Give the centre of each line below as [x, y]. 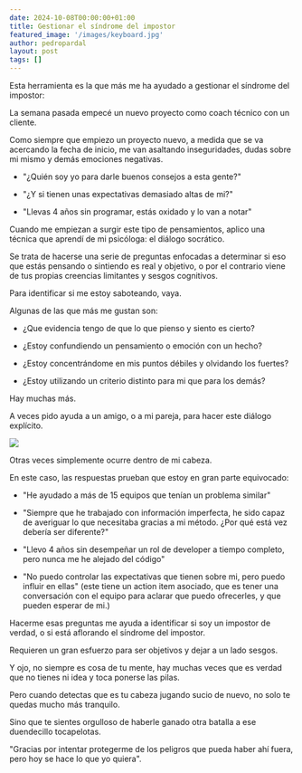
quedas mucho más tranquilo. [65, 704]
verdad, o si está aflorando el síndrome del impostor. [108, 633]
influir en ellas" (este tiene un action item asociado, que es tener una [150, 586]
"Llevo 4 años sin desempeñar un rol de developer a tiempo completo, [153, 549]
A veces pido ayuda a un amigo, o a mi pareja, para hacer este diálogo [141, 416]
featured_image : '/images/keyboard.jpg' [87, 34]
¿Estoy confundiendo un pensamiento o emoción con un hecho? [142, 346]
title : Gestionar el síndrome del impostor [93, 26]
